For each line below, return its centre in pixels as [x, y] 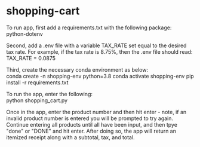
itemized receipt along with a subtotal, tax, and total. [71, 137]
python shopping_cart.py [37, 100]
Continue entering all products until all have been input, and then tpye [92, 124]
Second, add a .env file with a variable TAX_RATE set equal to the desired [96, 45]
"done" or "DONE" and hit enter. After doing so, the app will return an [91, 131]
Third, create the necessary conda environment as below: [77, 69]
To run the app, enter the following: [49, 94]
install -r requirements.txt [37, 82]
